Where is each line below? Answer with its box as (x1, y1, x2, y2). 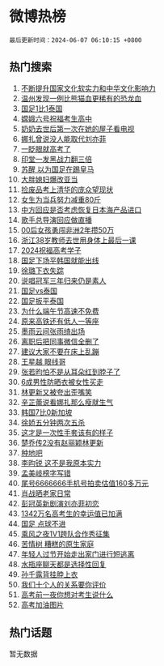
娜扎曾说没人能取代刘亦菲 (20, 134, 107, 143)
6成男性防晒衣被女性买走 (20, 377, 104, 386)
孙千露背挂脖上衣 (20, 569, 78, 579)
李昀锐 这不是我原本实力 (20, 458, 102, 467)
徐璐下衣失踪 (20, 265, 64, 275)
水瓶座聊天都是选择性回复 (20, 559, 107, 569)
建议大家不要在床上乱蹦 (20, 346, 99, 356)
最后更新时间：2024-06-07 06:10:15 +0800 (9, 36, 142, 45)
